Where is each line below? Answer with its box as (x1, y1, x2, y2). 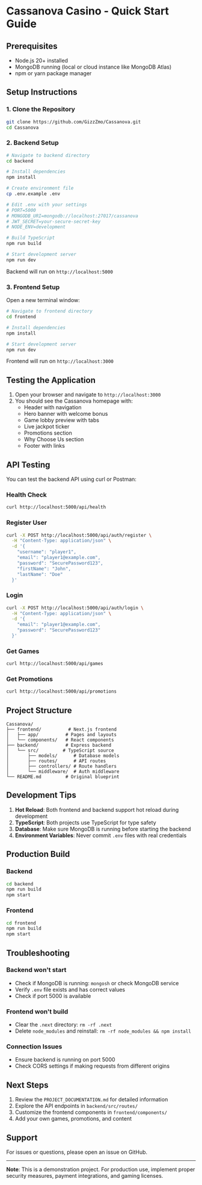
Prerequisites (6, 41, 58, 51)
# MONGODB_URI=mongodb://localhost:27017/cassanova (6, 212, 138, 219)
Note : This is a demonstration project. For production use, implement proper (6, 1166, 195, 1173)
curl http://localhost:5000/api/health (6, 504, 106, 510)
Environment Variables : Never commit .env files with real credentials (14, 832, 187, 839)
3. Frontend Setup (6, 283, 60, 291)
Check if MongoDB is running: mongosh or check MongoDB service (14, 979, 179, 986)
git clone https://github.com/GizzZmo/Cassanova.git (6, 119, 141, 125)
